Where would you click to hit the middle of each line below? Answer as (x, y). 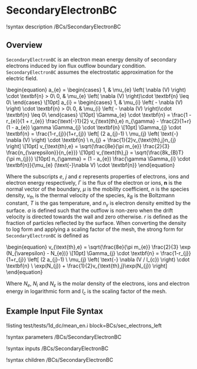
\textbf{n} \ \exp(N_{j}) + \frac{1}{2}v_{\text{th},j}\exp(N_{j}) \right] (87, 266)
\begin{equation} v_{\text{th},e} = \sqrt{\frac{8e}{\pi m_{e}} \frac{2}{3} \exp (98, 247)
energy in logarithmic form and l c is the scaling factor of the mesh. (86, 292)
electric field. (22, 78)
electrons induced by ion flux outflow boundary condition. (76, 66)
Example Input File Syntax (55, 311)
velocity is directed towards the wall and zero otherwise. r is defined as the (97, 217)
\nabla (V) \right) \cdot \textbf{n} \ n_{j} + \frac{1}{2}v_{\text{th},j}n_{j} (91, 140)
